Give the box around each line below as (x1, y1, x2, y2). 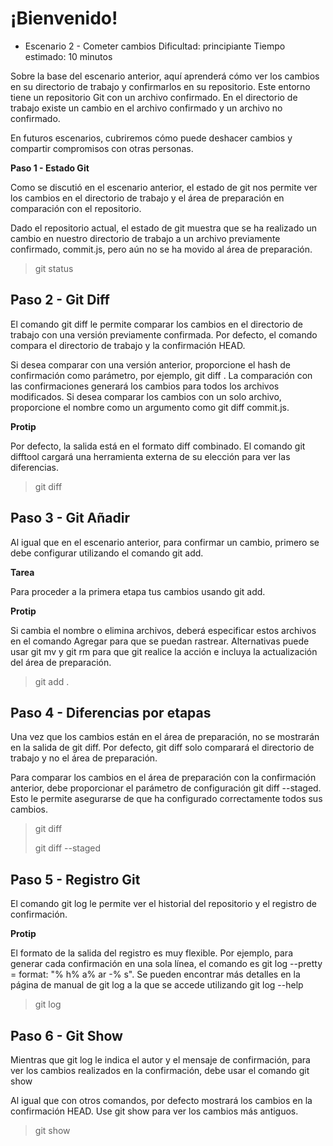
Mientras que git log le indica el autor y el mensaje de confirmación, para (10, 1054, 311, 1066)
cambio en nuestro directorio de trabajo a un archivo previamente (10, 232, 281, 244)
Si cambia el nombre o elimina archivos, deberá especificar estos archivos (10, 624, 317, 636)
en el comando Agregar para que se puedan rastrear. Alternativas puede (10, 635, 310, 647)
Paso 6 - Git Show (10, 1027, 123, 1044)
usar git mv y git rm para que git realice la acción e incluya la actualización (10, 645, 318, 657)
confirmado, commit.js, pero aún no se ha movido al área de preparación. (10, 243, 313, 255)
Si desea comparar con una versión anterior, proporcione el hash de (10, 358, 291, 371)
